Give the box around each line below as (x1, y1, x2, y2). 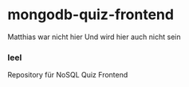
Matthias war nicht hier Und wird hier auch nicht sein (7, 32, 181, 42)
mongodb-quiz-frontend (7, 6, 175, 24)
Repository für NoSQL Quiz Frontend (7, 70, 128, 80)
